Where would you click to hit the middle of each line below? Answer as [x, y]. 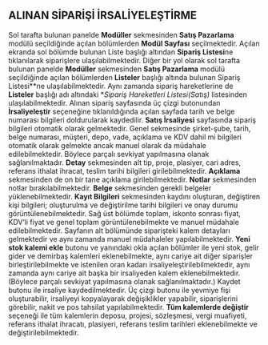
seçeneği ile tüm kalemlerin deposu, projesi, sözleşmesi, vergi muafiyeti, [128, 315]
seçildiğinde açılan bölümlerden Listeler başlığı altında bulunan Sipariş [124, 77]
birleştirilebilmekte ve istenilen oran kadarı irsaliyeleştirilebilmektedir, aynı [129, 264]
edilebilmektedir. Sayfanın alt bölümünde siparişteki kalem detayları [119, 231]
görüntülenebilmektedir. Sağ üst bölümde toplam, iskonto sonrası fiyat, [125, 213]
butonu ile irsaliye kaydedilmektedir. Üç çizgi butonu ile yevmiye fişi [119, 290]
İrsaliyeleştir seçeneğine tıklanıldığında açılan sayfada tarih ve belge [122, 111]
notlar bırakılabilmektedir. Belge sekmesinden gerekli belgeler [110, 188]
